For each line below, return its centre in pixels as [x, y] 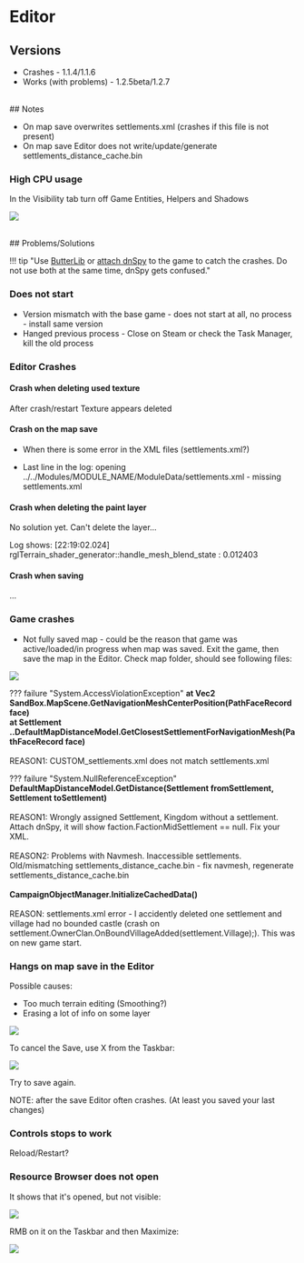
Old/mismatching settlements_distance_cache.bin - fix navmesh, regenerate [152, 865]
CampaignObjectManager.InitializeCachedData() [103, 894]
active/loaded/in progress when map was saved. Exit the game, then [151, 648]
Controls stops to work [61, 1133]
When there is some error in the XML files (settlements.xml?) [136, 449]
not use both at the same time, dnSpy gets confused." [110, 271]
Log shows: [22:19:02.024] [60, 545]
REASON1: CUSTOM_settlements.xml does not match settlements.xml [139, 760]
